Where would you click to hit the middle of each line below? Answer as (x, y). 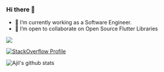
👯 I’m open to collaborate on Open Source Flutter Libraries (86, 29)
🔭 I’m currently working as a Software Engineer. (73, 23)
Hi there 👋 (21, 10)
